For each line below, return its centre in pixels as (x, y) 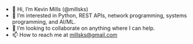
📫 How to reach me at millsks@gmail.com (65, 35)
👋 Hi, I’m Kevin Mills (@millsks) (50, 9)
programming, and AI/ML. (44, 22)
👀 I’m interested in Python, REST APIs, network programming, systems (99, 15)
